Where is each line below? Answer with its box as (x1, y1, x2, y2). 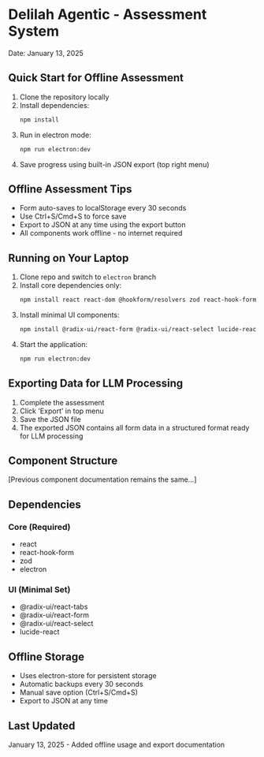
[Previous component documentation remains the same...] (8, 475, 197, 484)
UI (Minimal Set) (8, 584, 71, 595)
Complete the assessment (19, 397, 105, 407)
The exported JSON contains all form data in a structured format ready (19, 423, 250, 432)
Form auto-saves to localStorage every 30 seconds (19, 203, 187, 213)
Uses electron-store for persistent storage (19, 671, 157, 681)
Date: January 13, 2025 (8, 48, 84, 58)
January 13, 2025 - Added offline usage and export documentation (8, 740, 225, 749)
